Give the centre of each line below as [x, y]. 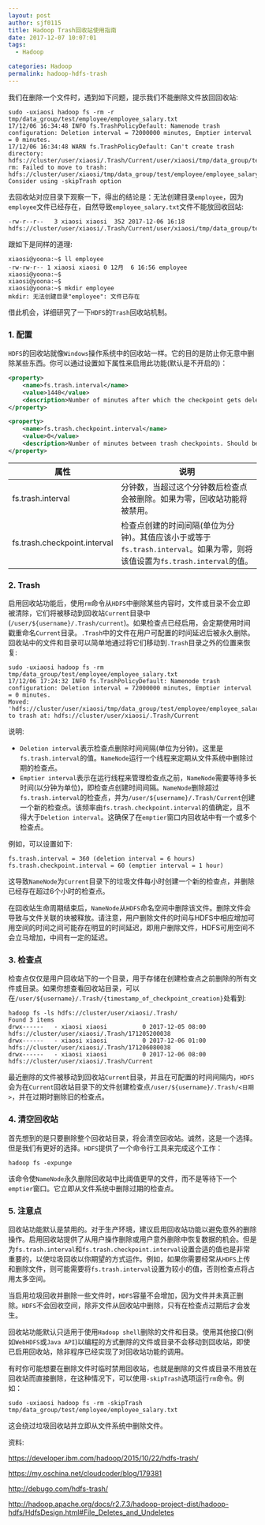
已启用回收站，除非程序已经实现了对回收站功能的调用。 [98, 1351]
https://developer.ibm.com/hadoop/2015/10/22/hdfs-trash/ [103, 1458]
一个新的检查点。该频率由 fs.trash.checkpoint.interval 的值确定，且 [131, 807]
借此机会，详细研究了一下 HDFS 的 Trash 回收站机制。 [90, 312]
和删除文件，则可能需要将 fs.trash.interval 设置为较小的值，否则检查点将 [128, 1269]
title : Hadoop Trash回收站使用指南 [62, 30]
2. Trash [24, 585]
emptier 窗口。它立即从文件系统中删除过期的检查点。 [93, 1188]
